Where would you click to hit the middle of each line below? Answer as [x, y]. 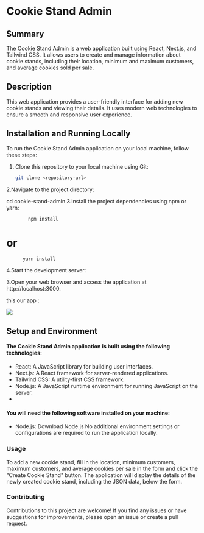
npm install [44, 219]
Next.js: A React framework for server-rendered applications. [92, 373]
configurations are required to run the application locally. [86, 433]
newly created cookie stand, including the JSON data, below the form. [94, 481]
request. [17, 523]
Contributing [26, 497]
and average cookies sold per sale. [50, 68]
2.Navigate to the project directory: [50, 189]
